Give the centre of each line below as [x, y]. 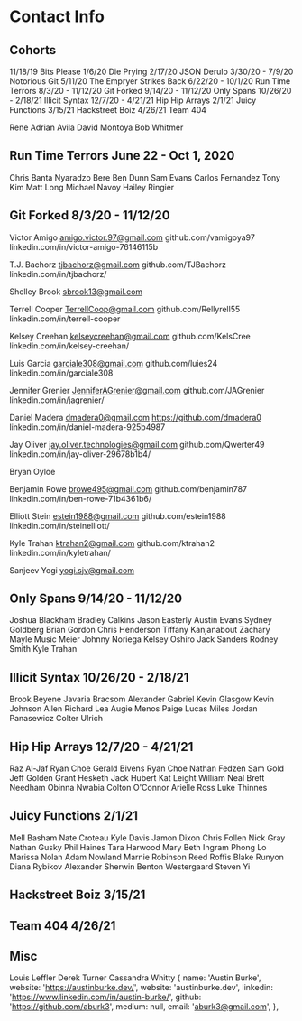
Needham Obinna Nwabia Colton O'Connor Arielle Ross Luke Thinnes [138, 788]
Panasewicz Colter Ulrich [56, 719]
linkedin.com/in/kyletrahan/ [60, 552]
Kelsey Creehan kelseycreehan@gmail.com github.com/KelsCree [130, 336]
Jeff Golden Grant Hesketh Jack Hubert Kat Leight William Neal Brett [137, 778]
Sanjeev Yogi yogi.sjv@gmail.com [72, 570]
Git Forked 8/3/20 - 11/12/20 [90, 215]
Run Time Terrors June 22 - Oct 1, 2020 [122, 156]
